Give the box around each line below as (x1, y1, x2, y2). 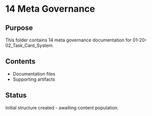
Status (5, 91, 27, 100)
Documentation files (12, 71, 55, 77)
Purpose (5, 24, 33, 32)
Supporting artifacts (12, 76, 55, 82)
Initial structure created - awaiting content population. (5, 104, 119, 110)
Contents (5, 57, 36, 66)
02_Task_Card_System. (5, 42, 54, 49)
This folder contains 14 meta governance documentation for (5, 37, 132, 43)
